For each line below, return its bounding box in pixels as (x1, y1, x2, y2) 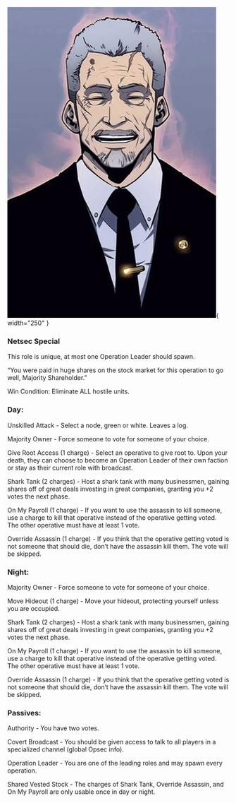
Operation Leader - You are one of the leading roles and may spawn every (7, 759, 223, 768)
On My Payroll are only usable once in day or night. (7, 787, 156, 796)
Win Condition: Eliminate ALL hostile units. (7, 387, 130, 395)
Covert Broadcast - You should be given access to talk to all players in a (7, 738, 216, 747)
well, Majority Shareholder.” (7, 374, 87, 382)
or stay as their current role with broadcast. (7, 463, 133, 472)
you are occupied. (7, 604, 60, 612)
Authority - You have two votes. (7, 724, 100, 732)
